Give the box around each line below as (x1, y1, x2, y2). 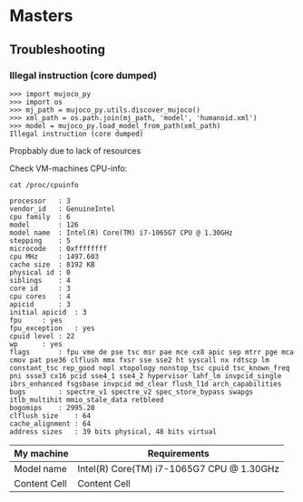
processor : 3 (9, 196, 71, 206)
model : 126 (9, 220, 79, 229)
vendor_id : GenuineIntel (9, 204, 116, 214)
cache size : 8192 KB (9, 260, 95, 269)
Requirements (147, 447, 210, 459)
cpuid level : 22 (9, 331, 75, 341)
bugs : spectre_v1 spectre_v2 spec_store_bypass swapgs (9, 387, 254, 397)
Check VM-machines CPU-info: (9, 163, 128, 174)
